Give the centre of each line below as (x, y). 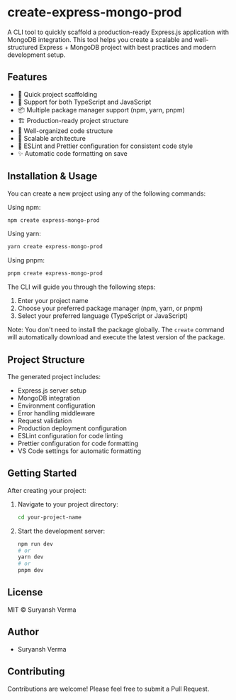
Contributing (36, 672)
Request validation (45, 421)
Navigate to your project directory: (68, 504)
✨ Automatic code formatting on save (72, 153)
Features (27, 77)
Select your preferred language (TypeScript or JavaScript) (103, 316)
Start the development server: (61, 531)
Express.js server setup (52, 391)
